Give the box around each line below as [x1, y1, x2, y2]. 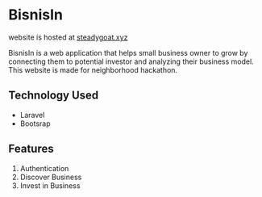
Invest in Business [19, 180, 81, 191]
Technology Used [8, 89, 99, 103]
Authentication [19, 163, 69, 173]
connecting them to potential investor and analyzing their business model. [8, 57, 254, 66]
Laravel [19, 110, 45, 119]
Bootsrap [19, 119, 51, 128]
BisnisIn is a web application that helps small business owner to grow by [8, 48, 248, 57]
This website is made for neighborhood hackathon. [8, 65, 178, 74]
